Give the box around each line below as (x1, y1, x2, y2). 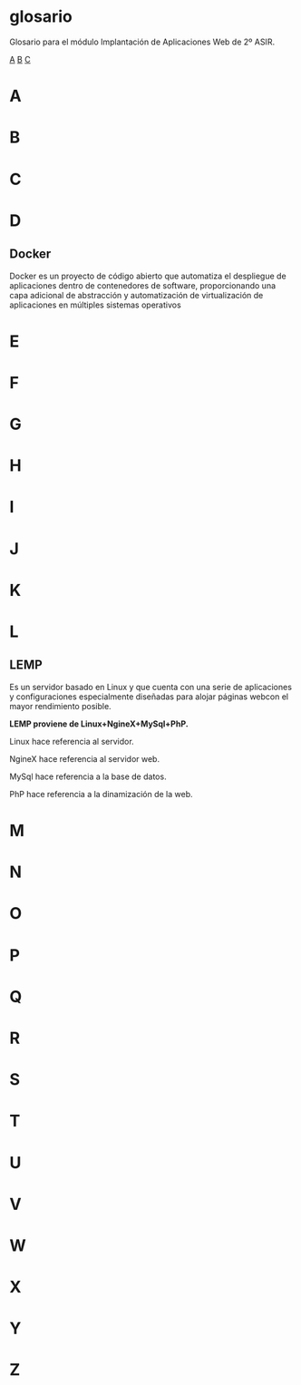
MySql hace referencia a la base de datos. (9, 771, 167, 782)
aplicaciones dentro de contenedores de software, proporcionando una (9, 279, 277, 291)
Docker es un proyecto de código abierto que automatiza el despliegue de (9, 270, 287, 281)
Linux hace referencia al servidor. (9, 736, 134, 746)
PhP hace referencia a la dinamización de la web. (9, 788, 193, 799)
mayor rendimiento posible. (9, 700, 112, 711)
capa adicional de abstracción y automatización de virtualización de (9, 289, 264, 300)
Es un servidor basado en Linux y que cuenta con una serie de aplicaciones (9, 681, 293, 692)
